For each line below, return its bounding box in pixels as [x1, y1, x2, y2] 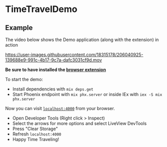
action [5, 42, 18, 48]
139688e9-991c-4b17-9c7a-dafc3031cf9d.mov [5, 57, 102, 63]
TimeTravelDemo [5, 3, 77, 15]
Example [5, 23, 33, 32]
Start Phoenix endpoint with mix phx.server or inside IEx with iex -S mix [12, 91, 162, 97]
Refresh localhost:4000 [12, 131, 61, 137]
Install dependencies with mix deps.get [12, 86, 93, 92]
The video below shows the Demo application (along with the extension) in [5, 36, 159, 42]
